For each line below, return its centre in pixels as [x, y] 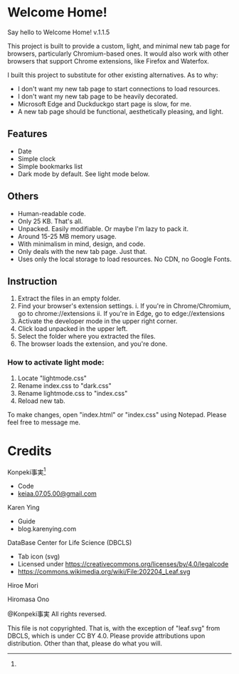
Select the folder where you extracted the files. [86, 337]
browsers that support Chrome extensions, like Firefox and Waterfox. [108, 61]
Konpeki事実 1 [27, 471]
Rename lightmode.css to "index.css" [73, 393]
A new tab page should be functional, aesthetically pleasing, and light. [121, 111]
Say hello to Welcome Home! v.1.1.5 [59, 32]
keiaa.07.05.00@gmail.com [57, 494]
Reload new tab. [41, 401]
